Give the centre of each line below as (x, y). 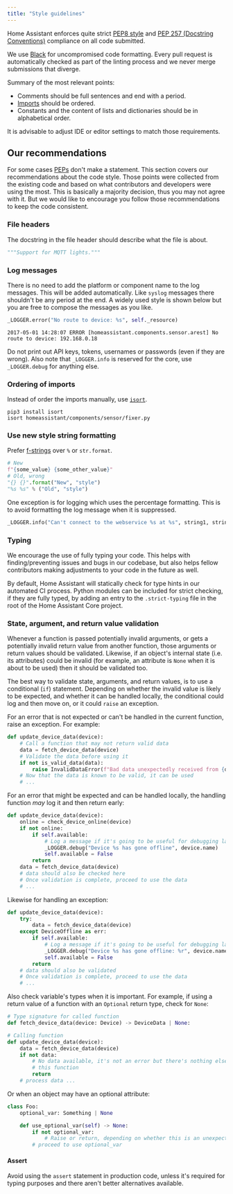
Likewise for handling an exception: (58, 899)
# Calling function (35, 1035)
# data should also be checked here (73, 874)
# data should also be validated (68, 970)
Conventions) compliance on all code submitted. (76, 41)
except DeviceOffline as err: (63, 932)
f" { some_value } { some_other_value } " (60, 470)
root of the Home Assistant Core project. (65, 605)
